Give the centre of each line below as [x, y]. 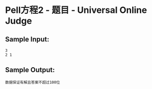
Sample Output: [30, 70]
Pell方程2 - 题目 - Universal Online [76, 10]
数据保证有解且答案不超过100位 [33, 82]
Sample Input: [27, 39]
